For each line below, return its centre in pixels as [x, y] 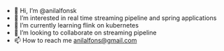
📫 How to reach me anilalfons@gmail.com [76, 40]
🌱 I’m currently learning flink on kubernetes [76, 25]
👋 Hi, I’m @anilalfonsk [45, 11]
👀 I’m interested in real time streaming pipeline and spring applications [115, 18]
